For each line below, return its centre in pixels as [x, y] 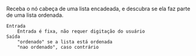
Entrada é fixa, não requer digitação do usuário [81, 31]
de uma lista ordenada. [35, 15]
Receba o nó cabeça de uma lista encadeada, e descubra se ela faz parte [98, 9]
